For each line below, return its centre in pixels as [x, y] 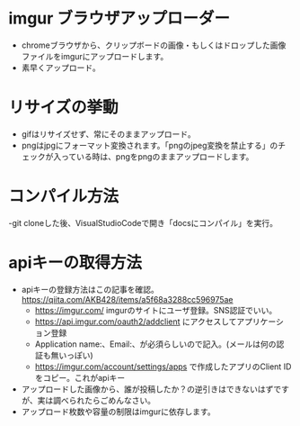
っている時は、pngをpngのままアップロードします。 [157, 156]
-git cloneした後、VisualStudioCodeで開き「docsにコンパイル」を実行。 [143, 222]
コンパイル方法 [64, 197]
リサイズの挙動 [63, 108]
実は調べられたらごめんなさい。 [97, 400]
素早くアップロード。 [61, 68]
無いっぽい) [72, 355]
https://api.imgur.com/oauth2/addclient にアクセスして [136, 322]
